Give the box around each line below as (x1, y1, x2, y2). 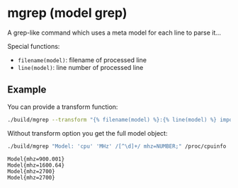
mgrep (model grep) (7, 5, 127, 21)
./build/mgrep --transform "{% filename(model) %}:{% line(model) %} (7, 116, 217, 123)
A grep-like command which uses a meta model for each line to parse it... (7, 28, 222, 37)
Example (7, 83, 47, 96)
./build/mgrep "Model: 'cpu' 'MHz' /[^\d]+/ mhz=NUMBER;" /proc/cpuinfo (7, 143, 227, 150)
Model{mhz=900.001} (7, 155, 65, 163)
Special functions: (7, 42, 60, 50)
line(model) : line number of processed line (17, 63, 144, 71)
